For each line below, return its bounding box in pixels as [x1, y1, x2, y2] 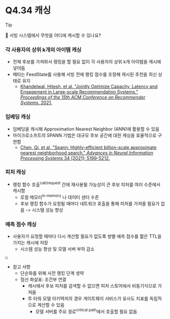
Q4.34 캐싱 [5, 5, 51, 16]
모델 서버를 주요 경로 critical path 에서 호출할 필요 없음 [35, 308, 138, 315]
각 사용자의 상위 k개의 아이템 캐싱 [5, 46, 82, 53]
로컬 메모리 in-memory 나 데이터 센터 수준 [20, 194, 99, 201]
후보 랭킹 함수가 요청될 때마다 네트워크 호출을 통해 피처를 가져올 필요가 [20, 201, 160, 207]
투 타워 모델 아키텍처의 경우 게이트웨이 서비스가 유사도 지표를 [27, 296, 149, 302]
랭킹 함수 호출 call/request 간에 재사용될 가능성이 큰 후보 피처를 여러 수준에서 [12, 180, 161, 187]
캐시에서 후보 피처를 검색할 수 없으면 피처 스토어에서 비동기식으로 [27, 283, 157, 289]
